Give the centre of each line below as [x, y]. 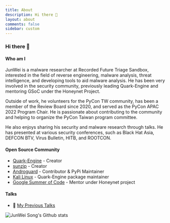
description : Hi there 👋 [31, 15]
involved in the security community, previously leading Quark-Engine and [82, 86]
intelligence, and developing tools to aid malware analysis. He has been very [85, 81]
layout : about [20, 19]
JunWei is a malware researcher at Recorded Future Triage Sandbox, [77, 70]
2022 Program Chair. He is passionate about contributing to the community [84, 112]
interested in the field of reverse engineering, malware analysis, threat [78, 75]
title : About [19, 10]
